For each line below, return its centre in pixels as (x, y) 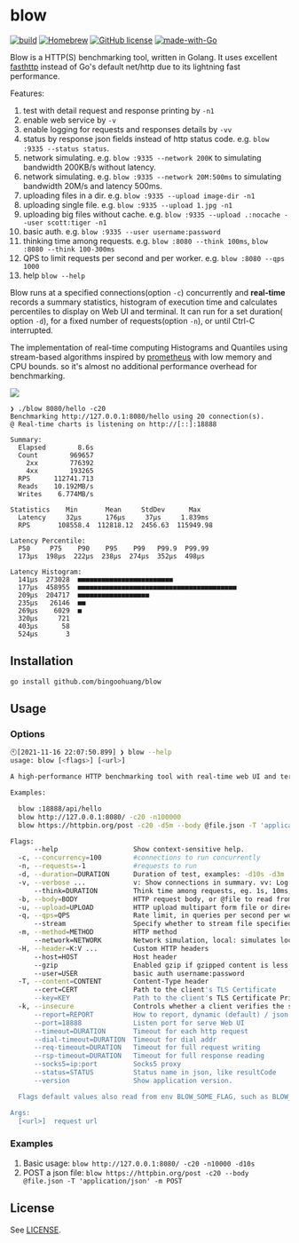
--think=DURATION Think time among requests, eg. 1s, (151, 891)
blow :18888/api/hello (60, 809)
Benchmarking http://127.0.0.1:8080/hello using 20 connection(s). (138, 416)
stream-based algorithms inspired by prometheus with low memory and (141, 357)
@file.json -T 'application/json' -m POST (102, 1181)
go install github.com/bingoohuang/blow (86, 681)
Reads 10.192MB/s (56, 486)
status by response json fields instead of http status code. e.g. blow (146, 139)
